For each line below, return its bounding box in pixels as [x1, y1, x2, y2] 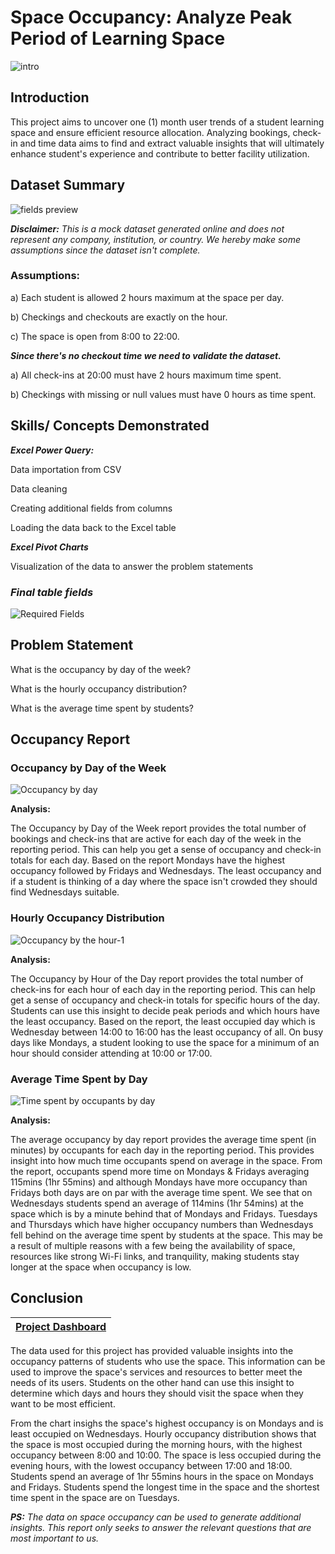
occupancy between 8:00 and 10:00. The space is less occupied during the [10, 1449, 322, 1461]
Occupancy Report [10, 731, 131, 748]
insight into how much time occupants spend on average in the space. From [10, 1155, 323, 1167]
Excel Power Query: [10, 444, 95, 456]
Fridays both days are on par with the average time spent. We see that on [10, 1187, 313, 1199]
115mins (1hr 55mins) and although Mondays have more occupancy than [10, 1176, 308, 1188]
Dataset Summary [10, 177, 126, 194]
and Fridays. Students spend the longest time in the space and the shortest [10, 1481, 320, 1493]
